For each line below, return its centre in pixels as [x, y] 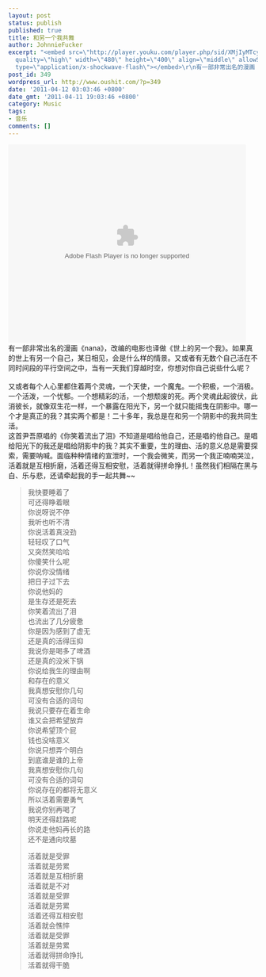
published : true [35, 30]
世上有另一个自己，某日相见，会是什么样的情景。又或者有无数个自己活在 [133, 358]
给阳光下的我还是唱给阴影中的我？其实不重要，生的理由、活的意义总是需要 [129, 446]
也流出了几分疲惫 [55, 621]
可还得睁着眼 [48, 502]
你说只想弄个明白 [55, 749]
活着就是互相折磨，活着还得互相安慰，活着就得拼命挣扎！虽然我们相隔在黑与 [133, 466]
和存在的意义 [48, 680]
